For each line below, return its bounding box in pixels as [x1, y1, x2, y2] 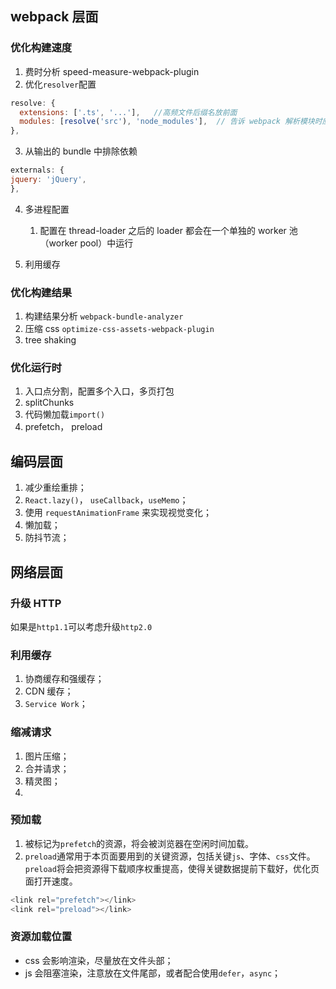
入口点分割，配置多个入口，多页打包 [24, 385, 175, 397]
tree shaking [24, 334, 77, 346]
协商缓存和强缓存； [24, 673, 105, 685]
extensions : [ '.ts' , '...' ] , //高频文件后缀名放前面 [19, 107, 238, 117]
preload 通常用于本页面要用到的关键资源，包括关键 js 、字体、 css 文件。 [24, 850, 316, 862]
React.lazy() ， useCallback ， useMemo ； [24, 494, 189, 506]
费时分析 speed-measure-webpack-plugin [24, 65, 200, 77]
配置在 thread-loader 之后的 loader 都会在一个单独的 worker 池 [39, 224, 298, 236]
